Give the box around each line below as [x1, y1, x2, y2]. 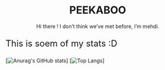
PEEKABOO [69, 3, 126, 17]
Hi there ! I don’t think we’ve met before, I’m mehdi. [36, 23, 159, 30]
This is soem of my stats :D [5, 37, 118, 49]
